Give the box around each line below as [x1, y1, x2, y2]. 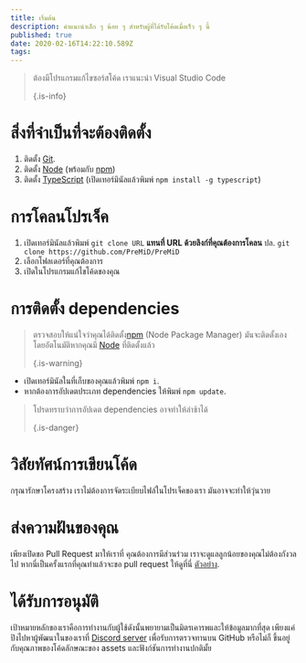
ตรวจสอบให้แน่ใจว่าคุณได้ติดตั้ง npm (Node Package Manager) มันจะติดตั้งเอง [32, 329, 287, 340]
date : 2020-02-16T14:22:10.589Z [10, 38, 133, 48]
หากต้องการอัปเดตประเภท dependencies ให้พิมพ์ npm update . [23, 385, 227, 396]
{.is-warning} [32, 357, 83, 368]
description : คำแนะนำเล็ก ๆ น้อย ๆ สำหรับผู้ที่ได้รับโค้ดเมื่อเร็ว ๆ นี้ [10, 22, 210, 31]
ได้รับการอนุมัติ [10, 591, 100, 612]
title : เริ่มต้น [10, 13, 56, 23]
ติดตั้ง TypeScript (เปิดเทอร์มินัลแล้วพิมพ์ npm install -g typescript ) [23, 174, 261, 185]
